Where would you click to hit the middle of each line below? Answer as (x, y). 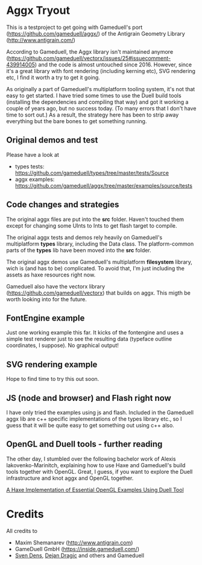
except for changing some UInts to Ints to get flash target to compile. (92, 225)
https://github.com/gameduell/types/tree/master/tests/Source (92, 173)
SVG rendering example (52, 364)
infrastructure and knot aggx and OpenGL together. (70, 478)
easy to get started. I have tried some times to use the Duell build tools (94, 95)
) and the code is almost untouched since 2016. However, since (113, 65)
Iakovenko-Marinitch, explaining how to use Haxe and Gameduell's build (96, 465)
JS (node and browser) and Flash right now (89, 398)
